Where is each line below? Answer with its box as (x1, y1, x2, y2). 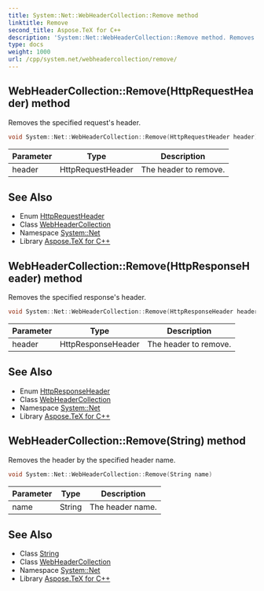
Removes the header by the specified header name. (8, 455, 176, 464)
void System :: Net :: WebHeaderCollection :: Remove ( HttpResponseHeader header (8, 308, 258, 316)
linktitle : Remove (8, 19, 68, 27)
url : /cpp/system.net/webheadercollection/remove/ (8, 56, 178, 64)
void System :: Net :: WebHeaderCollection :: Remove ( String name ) (8, 470, 213, 478)
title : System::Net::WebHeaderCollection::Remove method (8, 11, 199, 20)
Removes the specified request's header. (8, 117, 141, 127)
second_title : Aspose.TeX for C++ (8, 26, 122, 34)
